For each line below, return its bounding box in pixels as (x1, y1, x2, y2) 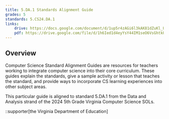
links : (5, 21, 19, 26)
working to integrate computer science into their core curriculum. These (5, 67, 155, 73)
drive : (14, 26, 28, 31)
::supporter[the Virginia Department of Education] (5, 108, 108, 114)
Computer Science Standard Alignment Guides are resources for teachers (5, 62, 158, 68)
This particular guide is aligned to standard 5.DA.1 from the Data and (5, 93, 147, 99)
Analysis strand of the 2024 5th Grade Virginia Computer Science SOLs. (5, 98, 155, 104)
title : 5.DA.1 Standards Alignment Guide (5, 7, 94, 12)
